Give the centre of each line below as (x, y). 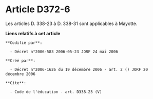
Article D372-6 (38, 9)
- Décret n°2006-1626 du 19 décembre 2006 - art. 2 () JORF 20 (79, 69)
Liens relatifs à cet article (33, 33)
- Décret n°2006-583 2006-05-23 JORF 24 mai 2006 (64, 52)
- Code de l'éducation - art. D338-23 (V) (56, 92)
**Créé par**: (21, 60)
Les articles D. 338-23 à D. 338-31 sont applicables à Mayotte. (71, 23)
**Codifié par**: (24, 43)
